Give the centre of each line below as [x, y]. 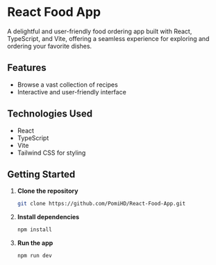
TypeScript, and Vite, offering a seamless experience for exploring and [108, 38]
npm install [34, 230]
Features [27, 68]
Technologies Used [50, 114]
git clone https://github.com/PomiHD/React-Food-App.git [101, 204]
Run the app [35, 243]
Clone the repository [48, 191]
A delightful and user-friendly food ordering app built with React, [100, 31]
